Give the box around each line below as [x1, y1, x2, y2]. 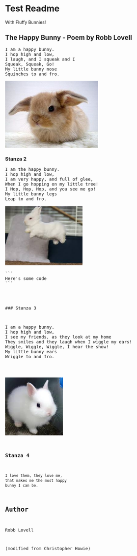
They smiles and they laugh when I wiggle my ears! [5, 339, 133, 345]
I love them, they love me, [5, 473, 63, 478]
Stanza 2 [5, 155, 27, 162]
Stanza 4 [5, 452, 29, 459]
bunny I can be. [5, 483, 38, 488]
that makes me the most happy [5, 478, 67, 483]
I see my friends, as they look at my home [5, 334, 111, 340]
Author [5, 505, 28, 513]
